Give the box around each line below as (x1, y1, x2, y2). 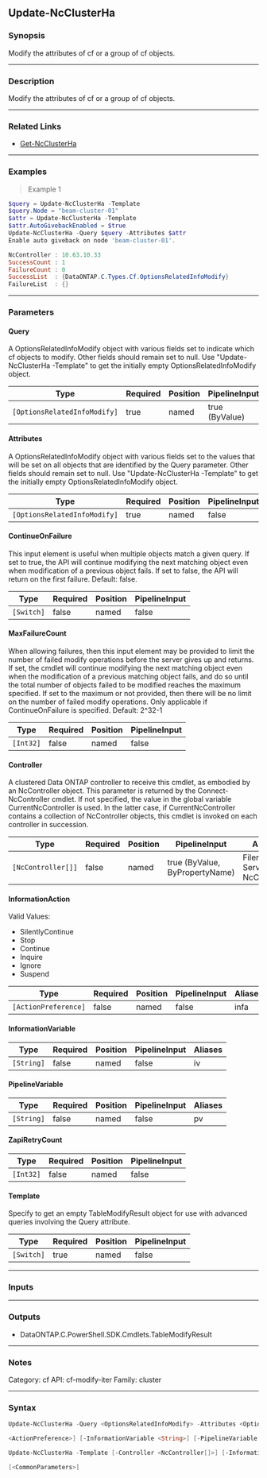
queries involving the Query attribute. (8, 1217, 130, 1227)
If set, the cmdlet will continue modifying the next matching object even (8, 663, 243, 672)
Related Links (8, 121, 62, 132)
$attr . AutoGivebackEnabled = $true (8, 222, 126, 230)
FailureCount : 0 (8, 265, 66, 273)
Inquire (19, 953, 44, 962)
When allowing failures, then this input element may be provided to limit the (8, 646, 255, 656)
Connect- (197, 786, 229, 795)
